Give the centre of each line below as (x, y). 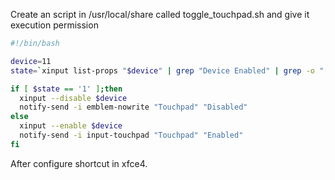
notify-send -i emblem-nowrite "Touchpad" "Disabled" (133, 107)
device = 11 (31, 61)
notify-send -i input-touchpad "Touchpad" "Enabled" (131, 135)
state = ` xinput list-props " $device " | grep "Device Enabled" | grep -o (162, 70)
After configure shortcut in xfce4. (79, 163)
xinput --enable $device (71, 126)
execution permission (54, 25)
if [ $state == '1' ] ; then (66, 89)
